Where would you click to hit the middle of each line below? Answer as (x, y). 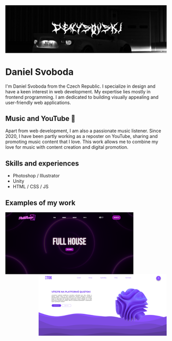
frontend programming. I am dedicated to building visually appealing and (82, 97)
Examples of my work (40, 203)
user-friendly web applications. (38, 103)
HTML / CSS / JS (30, 187)
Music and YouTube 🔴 (40, 118)
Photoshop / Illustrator (36, 176)
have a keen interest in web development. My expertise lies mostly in (78, 91)
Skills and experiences (42, 163)
